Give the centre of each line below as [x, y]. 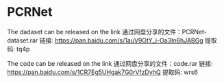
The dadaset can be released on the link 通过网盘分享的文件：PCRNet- [107, 32]
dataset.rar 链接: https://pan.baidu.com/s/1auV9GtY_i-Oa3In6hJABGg [105, 40]
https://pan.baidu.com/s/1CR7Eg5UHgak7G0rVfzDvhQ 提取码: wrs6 [103, 72]
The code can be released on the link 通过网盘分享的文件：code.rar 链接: [110, 63]
